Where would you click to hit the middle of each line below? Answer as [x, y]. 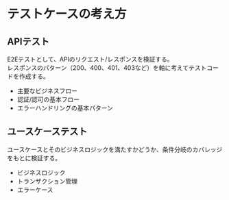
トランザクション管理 [47, 181]
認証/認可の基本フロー [48, 99]
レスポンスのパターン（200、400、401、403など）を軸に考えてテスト [107, 68]
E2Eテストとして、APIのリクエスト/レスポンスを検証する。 [90, 59]
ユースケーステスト [47, 132]
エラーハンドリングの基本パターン [65, 108]
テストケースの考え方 [67, 14]
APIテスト [28, 41]
